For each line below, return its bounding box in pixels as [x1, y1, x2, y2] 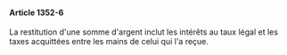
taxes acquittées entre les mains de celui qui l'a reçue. [9, 36, 209, 47]
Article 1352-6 [9, 7, 64, 18]
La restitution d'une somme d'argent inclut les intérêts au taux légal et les [9, 27, 279, 37]
